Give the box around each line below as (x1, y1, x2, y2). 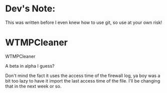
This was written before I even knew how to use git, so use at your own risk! (5, 19, 162, 25)
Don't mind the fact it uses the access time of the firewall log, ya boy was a (5, 73, 160, 79)
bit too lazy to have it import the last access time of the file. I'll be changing (5, 78, 160, 84)
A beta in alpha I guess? (5, 63, 55, 69)
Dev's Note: (5, 3, 56, 14)
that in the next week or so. (5, 83, 62, 89)
